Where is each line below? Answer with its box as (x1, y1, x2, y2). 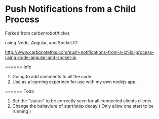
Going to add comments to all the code (12, 73, 92, 79)
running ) (12, 108, 31, 114)
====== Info (5, 64, 32, 70)
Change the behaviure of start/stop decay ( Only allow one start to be (12, 103, 154, 109)
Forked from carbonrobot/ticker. (5, 30, 71, 36)
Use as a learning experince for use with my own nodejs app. (12, 79, 137, 85)
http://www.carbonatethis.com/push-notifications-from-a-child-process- (5, 49, 154, 55)
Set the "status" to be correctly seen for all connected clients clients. (12, 97, 153, 104)
